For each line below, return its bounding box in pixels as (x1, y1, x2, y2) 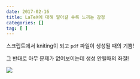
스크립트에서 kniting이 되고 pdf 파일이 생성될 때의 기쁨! (6, 42, 135, 49)
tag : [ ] (6, 25, 28, 31)
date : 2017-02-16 (6, 8, 50, 15)
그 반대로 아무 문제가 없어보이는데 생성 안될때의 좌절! (6, 55, 129, 62)
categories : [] (6, 20, 44, 26)
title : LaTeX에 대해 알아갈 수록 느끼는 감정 (6, 14, 105, 20)
